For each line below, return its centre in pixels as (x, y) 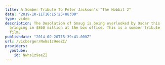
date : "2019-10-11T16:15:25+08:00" (42, 14)
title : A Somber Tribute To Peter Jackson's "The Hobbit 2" (68, 10)
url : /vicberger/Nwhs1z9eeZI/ (36, 42)
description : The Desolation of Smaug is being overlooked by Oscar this (83, 23)
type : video (17, 19)
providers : (16, 46)
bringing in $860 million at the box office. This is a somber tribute (85, 28)
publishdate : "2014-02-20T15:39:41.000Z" (48, 37)
